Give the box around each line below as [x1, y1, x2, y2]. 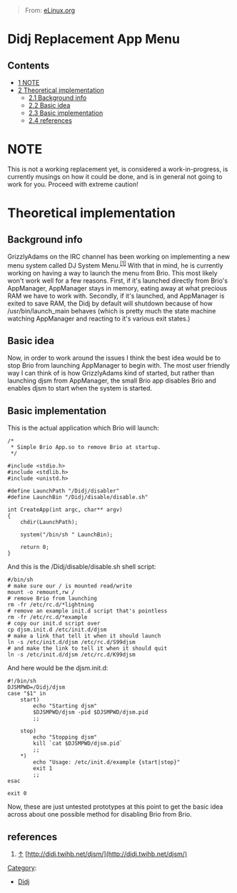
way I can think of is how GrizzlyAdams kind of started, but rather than [7, 369, 215, 378]
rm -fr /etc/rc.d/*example [7, 614, 88, 621]
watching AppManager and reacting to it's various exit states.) [7, 314, 191, 323]
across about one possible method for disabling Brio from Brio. [7, 810, 193, 819]
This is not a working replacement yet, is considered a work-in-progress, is [7, 164, 228, 173]
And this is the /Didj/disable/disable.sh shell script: [7, 562, 156, 571]
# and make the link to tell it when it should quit [7, 645, 168, 652]
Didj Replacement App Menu [7, 31, 181, 47]
